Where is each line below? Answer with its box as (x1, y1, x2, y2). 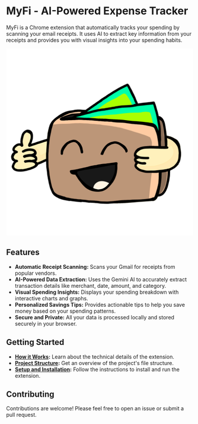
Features (6, 247, 40, 257)
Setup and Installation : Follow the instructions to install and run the (14, 366, 180, 373)
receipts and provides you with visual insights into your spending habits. (6, 36, 183, 43)
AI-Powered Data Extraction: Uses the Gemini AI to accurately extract (14, 275, 187, 283)
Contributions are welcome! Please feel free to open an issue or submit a (6, 405, 184, 412)
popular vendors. (14, 269, 57, 277)
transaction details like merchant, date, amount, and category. (14, 282, 167, 289)
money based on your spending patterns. (14, 307, 116, 315)
